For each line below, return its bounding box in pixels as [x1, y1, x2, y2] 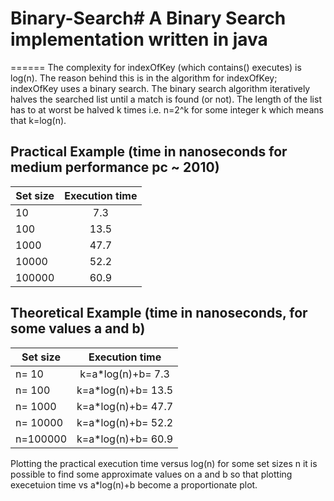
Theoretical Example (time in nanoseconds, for [10, 305, 308, 322]
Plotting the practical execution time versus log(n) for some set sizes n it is [10, 457, 318, 469]
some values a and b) [10, 320, 146, 337]
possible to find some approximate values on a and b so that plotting [10, 468, 293, 480]
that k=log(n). [10, 114, 67, 126]
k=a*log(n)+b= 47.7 [76, 399, 174, 413]
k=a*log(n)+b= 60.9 [76, 432, 174, 446]
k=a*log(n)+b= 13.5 [76, 383, 174, 397]
